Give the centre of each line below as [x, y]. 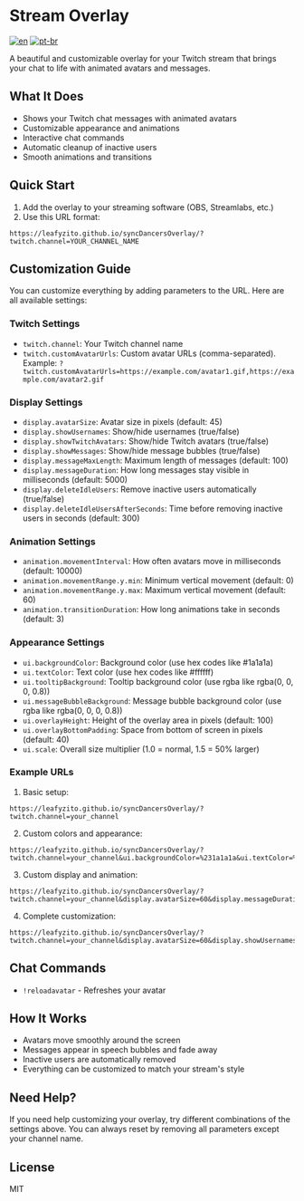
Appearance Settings [57, 642]
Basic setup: [46, 792]
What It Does [47, 96]
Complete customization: [69, 916]
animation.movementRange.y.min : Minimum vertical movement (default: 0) [158, 581]
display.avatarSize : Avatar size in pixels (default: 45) [123, 421]
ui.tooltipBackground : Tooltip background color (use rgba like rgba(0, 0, [158, 681]
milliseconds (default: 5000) [75, 479]
